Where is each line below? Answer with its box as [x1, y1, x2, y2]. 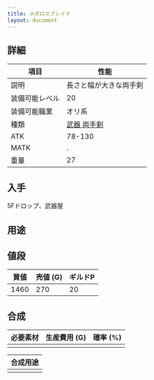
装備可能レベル [10, 94, 61, 104]
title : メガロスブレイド [7, 10, 71, 17]
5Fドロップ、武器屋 [7, 202, 64, 210]
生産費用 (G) [45, 333, 86, 343]
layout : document [7, 17, 58, 24]
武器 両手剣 [66, 120, 104, 129]
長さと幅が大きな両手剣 [66, 80, 144, 90]
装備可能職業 [10, 106, 54, 116]
